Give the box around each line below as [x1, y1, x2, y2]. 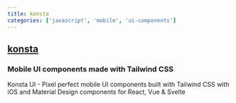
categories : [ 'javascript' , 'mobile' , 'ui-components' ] [7, 17, 176, 24]
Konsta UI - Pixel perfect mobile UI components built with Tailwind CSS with [7, 80, 230, 89]
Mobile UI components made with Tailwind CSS [7, 64, 174, 74]
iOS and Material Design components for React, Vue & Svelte [7, 87, 186, 96]
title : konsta [7, 10, 50, 18]
